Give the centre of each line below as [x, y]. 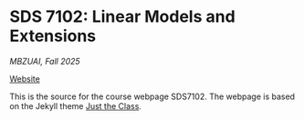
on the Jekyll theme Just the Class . [75, 105]
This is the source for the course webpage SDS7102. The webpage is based [152, 96]
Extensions [53, 36]
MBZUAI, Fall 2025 [45, 61]
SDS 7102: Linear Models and [122, 17]
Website [25, 78]
